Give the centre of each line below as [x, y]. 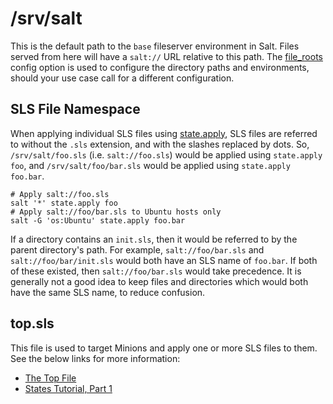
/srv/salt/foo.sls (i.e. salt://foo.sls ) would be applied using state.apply [166, 154]
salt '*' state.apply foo [64, 203]
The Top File [50, 378]
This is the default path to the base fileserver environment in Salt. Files [155, 46]
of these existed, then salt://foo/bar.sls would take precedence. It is [156, 271]
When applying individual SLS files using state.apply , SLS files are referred [164, 133]
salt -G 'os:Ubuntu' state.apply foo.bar [98, 220]
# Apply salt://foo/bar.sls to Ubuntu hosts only [116, 212]
